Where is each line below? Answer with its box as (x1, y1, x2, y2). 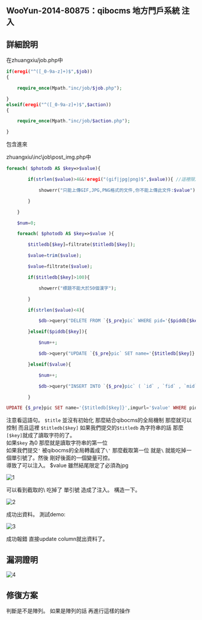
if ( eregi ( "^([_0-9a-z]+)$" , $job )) (6, 69, 93, 75)
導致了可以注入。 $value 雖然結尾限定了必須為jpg (6, 462, 129, 469)
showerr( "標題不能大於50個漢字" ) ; (38, 285, 117, 291)
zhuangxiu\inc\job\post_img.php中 (6, 153, 91, 161)
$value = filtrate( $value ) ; (28, 264, 93, 270)
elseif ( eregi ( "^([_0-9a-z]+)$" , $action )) (6, 101, 112, 107)
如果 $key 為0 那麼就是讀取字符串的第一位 (6, 439, 108, 446)
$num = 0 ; (17, 220, 36, 226)
